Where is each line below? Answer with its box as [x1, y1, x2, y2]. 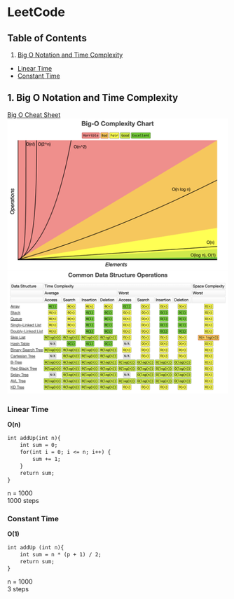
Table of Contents [7, 32, 88, 44]
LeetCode [7, 4, 65, 20]
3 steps [7, 585, 29, 593]
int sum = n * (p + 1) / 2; [20, 551, 102, 558]
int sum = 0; [20, 442, 58, 449]
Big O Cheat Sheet [7, 110, 61, 119]
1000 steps [7, 497, 40, 505]
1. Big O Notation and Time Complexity [7, 92, 179, 104]
